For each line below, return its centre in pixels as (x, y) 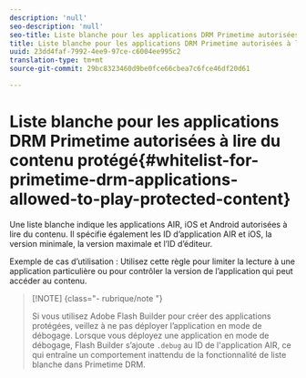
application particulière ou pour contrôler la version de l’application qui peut (151, 271)
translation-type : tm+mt (56, 60)
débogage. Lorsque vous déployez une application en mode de (150, 335)
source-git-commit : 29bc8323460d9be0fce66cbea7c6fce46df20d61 (130, 69)
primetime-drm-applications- (124, 180)
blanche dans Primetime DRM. (88, 364)
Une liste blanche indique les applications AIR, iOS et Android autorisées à (148, 224)
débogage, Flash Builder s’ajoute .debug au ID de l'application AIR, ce (161, 345)
